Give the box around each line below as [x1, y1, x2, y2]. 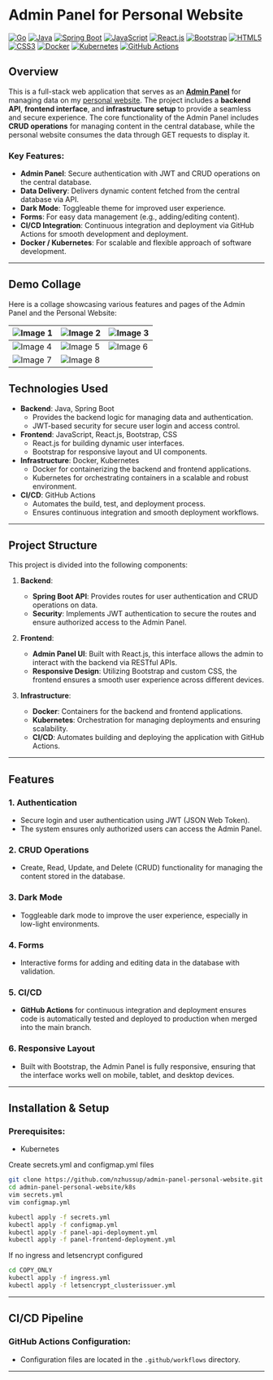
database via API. [19, 195, 80, 204]
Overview [8, 65, 59, 79]
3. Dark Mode [8, 892, 63, 903]
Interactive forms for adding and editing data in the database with [19, 958, 240, 968]
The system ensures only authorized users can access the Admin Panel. [19, 824, 262, 834]
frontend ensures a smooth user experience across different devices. [32, 675, 264, 685]
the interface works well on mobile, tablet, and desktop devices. [19, 1070, 235, 1080]
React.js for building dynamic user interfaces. [32, 438, 185, 448]
